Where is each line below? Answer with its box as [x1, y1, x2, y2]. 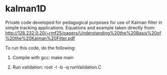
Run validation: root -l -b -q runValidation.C [12, 64, 102, 70]
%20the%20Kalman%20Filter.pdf [5, 35, 75, 41]
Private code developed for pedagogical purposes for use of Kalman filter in [5, 19, 162, 25]
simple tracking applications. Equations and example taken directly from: [5, 24, 155, 30]
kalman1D [5, 3, 47, 14]
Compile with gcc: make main [12, 54, 74, 60]
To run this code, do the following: [5, 45, 76, 51]
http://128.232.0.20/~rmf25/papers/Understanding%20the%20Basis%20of [5, 30, 161, 36]
